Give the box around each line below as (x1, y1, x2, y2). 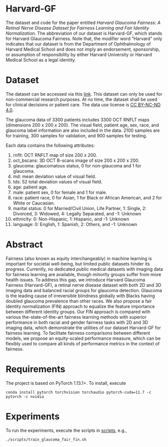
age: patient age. (12, 184, 48, 190)
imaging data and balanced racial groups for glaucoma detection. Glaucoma (5, 287, 162, 293)
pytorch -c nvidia (5, 394, 44, 399)
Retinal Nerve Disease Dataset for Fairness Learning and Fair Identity (5, 25, 149, 31)
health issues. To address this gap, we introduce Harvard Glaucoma (5, 277, 145, 283)
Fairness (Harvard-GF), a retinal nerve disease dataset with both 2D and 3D (5, 282, 161, 288)
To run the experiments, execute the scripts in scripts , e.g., (5, 427, 127, 433)
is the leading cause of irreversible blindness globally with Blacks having (5, 293, 155, 299)
